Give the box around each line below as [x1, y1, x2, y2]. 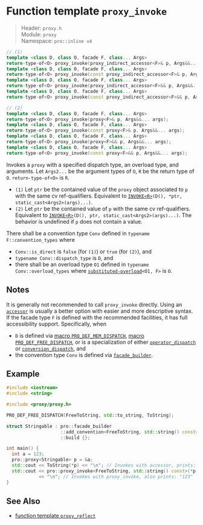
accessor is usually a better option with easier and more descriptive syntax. [6, 307, 193, 315]
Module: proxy [21, 30, 57, 38]
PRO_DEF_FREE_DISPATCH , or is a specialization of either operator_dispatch [14, 338, 196, 346]
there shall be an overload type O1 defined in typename [14, 261, 149, 268]
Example [6, 369, 40, 379]
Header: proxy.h [21, 24, 62, 32]
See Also [6, 496, 40, 506]
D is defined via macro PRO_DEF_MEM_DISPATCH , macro [14, 332, 145, 339]
